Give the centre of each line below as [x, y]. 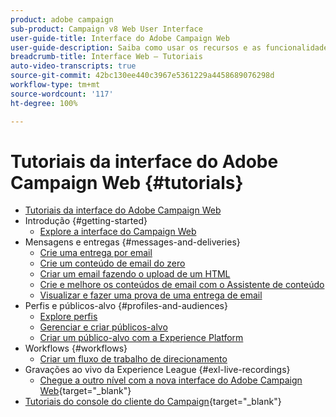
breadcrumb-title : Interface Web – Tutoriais [106, 57]
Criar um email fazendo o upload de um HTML [135, 274]
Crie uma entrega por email [96, 253]
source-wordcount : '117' [62, 94]
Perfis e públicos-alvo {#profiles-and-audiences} [126, 306]
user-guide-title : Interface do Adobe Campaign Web [120, 38]
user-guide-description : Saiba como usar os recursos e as [136, 47]
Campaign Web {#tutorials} [127, 182]
